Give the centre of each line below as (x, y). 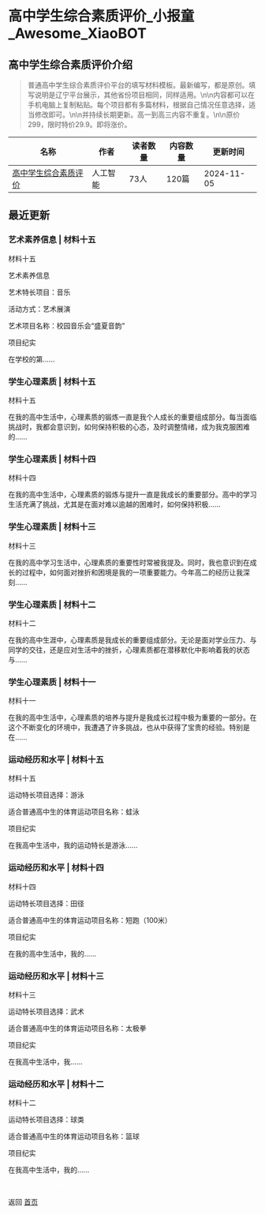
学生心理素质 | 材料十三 (52, 527)
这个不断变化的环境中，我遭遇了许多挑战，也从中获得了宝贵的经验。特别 (125, 728)
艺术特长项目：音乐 (39, 292)
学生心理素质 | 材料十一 (52, 682)
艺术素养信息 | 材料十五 (52, 240)
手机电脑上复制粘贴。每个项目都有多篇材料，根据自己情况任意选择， (138, 105)
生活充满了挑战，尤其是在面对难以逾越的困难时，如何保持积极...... (114, 504)
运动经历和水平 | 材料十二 (56, 1084)
